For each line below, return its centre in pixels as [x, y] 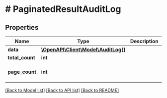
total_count [21, 58]
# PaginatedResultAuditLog [63, 9]
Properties [22, 27]
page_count [22, 72]
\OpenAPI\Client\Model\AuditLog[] [83, 49]
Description [144, 41]
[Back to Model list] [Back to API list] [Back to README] [62, 90]
